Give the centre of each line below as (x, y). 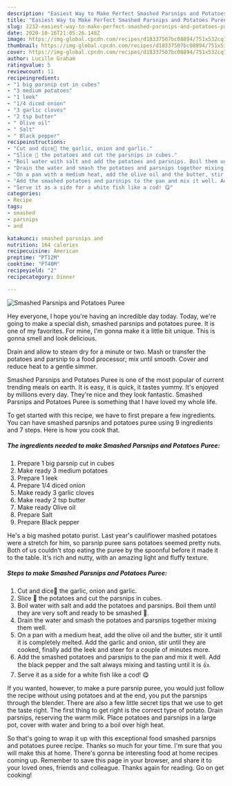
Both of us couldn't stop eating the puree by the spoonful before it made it (113, 550)
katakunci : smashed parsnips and (55, 238)
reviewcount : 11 (30, 71)
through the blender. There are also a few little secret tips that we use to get (115, 702)
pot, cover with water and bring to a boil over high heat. (86, 724)
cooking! (20, 775)
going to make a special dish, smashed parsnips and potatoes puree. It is (111, 323)
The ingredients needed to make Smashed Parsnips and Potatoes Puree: (114, 446)
